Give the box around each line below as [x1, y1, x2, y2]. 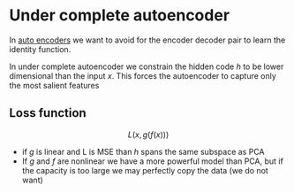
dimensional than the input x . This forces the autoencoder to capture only [9, 70, 276, 81]
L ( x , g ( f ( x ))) [127, 129, 170, 140]
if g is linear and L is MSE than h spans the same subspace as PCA [21, 146, 265, 157]
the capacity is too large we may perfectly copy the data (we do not [21, 165, 269, 175]
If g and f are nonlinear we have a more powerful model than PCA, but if [21, 156, 284, 166]
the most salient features [9, 80, 100, 90]
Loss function [9, 105, 87, 120]
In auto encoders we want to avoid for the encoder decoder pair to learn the [9, 35, 286, 45]
